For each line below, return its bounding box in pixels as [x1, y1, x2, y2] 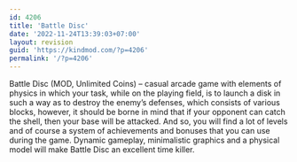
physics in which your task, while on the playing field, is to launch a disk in [9, 88, 281, 98]
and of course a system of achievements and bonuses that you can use [9, 126, 270, 135]
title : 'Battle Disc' [9, 21, 90, 30]
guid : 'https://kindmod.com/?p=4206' [9, 46, 149, 55]
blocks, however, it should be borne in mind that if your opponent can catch [9, 107, 286, 117]
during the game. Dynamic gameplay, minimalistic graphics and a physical [9, 135, 280, 145]
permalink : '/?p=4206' [9, 54, 93, 63]
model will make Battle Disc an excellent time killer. [9, 144, 195, 155]
